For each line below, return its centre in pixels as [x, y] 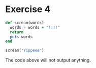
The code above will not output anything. [48, 60]
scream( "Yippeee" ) [25, 51]
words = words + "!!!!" [35, 27]
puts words [21, 37]
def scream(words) [25, 23]
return [17, 32]
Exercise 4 [28, 9]
